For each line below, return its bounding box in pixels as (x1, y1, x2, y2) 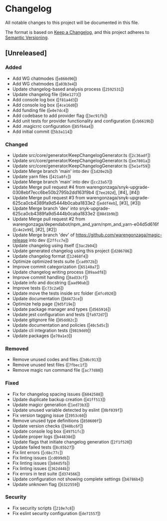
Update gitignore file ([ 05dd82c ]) (12, 317, 78, 323)
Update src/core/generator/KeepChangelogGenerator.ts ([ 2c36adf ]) (12, 152, 151, 158)
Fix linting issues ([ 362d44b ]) (12, 465, 70, 471)
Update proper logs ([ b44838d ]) (12, 433, 76, 440)
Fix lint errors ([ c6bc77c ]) (12, 449, 63, 455)
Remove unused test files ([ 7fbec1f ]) (12, 362, 88, 368)
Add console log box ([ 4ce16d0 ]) (12, 102, 78, 108)
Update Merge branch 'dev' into (12, 205, 78, 211)
